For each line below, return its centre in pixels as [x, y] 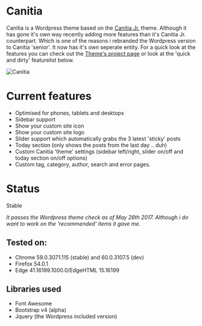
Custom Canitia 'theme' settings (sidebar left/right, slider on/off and [99, 151]
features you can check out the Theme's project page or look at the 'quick [99, 53]
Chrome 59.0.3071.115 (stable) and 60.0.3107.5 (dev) [79, 257]
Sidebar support [35, 119]
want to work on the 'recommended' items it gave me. [73, 223]
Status [23, 189]
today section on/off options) [51, 158]
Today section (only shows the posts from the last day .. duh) [91, 145]
